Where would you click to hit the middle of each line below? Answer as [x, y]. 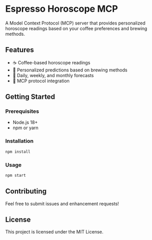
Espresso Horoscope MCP [62, 9]
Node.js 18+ [25, 123]
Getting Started [30, 97]
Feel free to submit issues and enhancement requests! [62, 203]
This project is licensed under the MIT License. [54, 232]
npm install [18, 152]
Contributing [26, 191]
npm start [16, 175]
